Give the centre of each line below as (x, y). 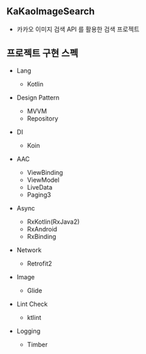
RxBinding (41, 236)
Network (29, 249)
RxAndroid (42, 229)
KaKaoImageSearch (51, 11)
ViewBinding (45, 172)
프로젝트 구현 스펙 (42, 53)
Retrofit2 (40, 263)
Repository (42, 118)
